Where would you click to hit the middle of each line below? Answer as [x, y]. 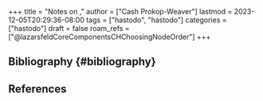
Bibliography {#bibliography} [82, 62]
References [37, 89]
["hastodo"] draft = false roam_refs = [69, 28]
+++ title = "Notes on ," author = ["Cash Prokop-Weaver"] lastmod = [120, 12]
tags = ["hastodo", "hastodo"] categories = [157, 20]
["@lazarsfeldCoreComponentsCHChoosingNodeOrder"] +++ [110, 37]
